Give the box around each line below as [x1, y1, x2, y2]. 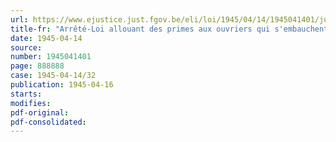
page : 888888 [10, 61, 65, 71]
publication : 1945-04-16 [10, 80, 114, 90]
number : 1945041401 [10, 52, 92, 62]
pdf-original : [10, 107, 70, 118]
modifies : [10, 98, 52, 108]
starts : [10, 89, 43, 99]
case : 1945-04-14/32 [10, 71, 97, 81]
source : [10, 42, 43, 53]
